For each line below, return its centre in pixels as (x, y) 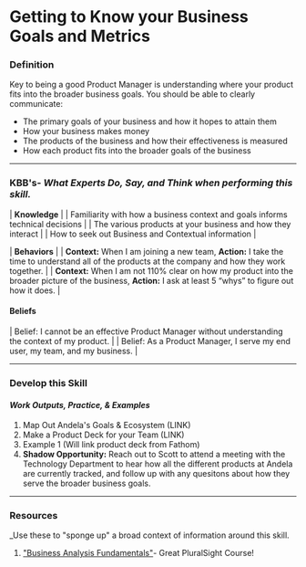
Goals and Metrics (80, 36)
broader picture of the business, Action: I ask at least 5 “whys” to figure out (152, 280)
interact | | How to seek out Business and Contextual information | (133, 234)
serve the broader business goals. (87, 483)
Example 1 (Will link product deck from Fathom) (111, 445)
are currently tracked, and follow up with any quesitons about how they (156, 474)
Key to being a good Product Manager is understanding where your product (152, 85)
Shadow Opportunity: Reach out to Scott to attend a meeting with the (154, 455)
